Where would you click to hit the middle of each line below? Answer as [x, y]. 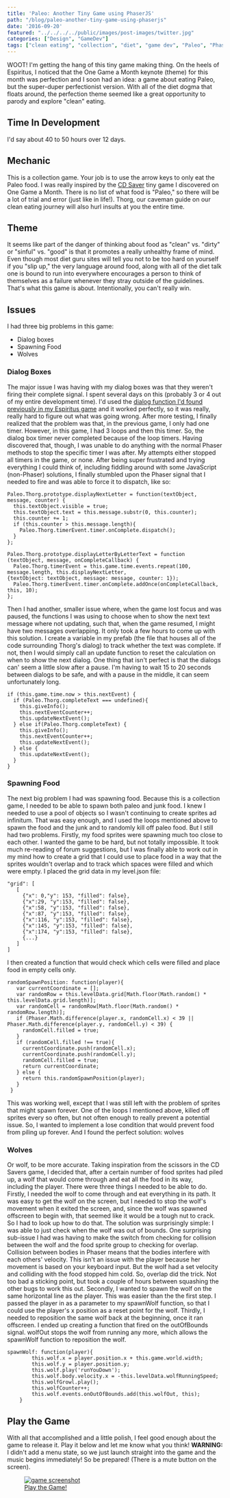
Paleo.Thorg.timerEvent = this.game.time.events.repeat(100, [102, 566]
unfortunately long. [34, 681]
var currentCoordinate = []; [57, 988]
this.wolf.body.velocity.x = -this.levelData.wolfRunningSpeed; [125, 1376]
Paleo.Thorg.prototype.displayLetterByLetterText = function [96, 554]
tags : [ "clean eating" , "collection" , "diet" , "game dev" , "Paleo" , [107, 45]
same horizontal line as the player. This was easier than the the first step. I [112, 1296]
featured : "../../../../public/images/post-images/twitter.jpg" [101, 33]
